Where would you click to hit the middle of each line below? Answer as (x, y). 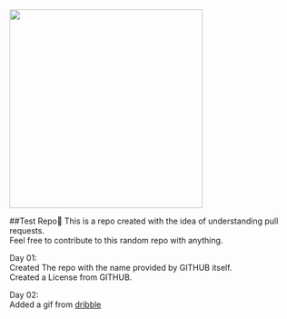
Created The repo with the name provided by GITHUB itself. (121, 268)
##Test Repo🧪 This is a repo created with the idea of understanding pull (144, 221)
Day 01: (24, 258)
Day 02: (24, 295)
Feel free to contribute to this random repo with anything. (116, 240)
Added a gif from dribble (55, 304)
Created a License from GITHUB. (71, 277)
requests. (27, 230)
